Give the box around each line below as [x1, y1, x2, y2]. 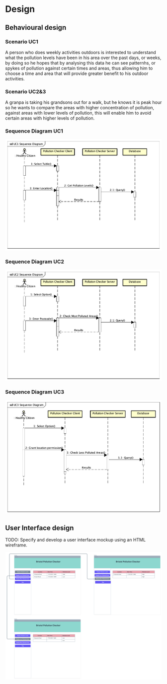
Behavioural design [5, 23, 67, 32]
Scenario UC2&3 [5, 88, 46, 95]
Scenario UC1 [5, 38, 38, 45]
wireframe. [5, 542, 27, 548]
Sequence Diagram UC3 [5, 388, 65, 395]
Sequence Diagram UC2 [5, 258, 65, 265]
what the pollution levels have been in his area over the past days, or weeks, [5, 55, 162, 61]
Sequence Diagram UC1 [5, 128, 64, 135]
